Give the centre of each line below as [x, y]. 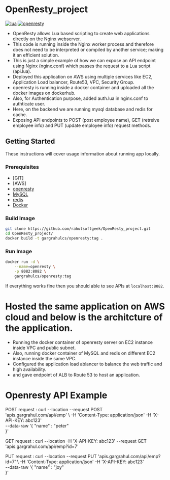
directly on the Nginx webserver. [47, 39]
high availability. [29, 369]
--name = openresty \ [35, 267]
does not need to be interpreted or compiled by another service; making [88, 49]
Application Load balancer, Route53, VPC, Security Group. [73, 82]
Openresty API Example [56, 395]
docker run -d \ [22, 262]
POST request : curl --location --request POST [54, 409]
